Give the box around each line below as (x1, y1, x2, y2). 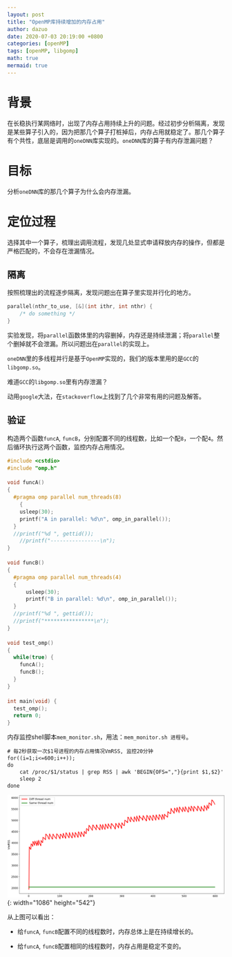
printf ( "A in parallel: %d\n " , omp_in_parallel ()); (19, 515, 171, 523)
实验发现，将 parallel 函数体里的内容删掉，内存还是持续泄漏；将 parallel (7, 331, 214, 339)
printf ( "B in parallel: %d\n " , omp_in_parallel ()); (25, 596, 177, 603)
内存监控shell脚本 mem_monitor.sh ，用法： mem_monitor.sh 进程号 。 (7, 733, 192, 742)
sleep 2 (19, 775, 41, 783)
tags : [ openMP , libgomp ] (7, 48, 79, 55)
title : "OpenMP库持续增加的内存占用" (7, 18, 106, 26)
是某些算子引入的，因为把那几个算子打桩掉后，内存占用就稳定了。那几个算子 (7, 128, 225, 136)
